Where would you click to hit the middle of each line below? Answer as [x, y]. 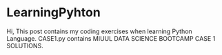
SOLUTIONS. [25, 45]
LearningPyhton [53, 13]
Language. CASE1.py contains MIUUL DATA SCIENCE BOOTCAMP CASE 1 [111, 38]
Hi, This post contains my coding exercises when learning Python [99, 31]
